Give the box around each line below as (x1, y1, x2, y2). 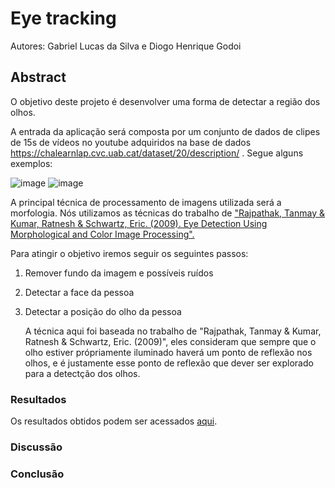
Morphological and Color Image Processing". (10, 228, 195, 240)
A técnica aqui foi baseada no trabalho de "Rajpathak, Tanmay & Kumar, (24, 325, 322, 337)
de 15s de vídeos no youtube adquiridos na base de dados (10, 136, 252, 148)
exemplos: (10, 157, 53, 169)
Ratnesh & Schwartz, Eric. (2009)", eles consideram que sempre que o (24, 335, 317, 347)
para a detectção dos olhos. (24, 367, 141, 379)
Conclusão (10, 467, 65, 481)
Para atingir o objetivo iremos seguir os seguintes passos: (10, 247, 249, 259)
